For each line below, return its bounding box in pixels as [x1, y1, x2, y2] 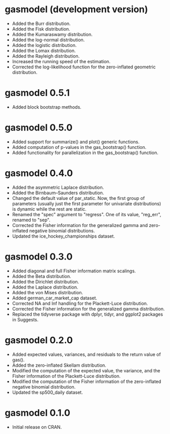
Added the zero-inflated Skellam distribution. [12, 362, 106, 368]
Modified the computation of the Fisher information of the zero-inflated [12, 378, 161, 385]
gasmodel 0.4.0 [5, 167, 73, 179]
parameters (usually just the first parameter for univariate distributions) [12, 200, 161, 207]
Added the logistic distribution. [12, 42, 77, 48]
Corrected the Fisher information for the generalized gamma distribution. [12, 305, 165, 312]
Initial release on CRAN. [12, 424, 62, 430]
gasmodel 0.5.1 [5, 87, 70, 99]
